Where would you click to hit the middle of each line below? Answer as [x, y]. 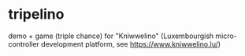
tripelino [36, 14]
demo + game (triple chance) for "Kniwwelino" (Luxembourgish [111, 36]
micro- [226, 36]
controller [24, 44]
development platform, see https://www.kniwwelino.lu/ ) [131, 44]
